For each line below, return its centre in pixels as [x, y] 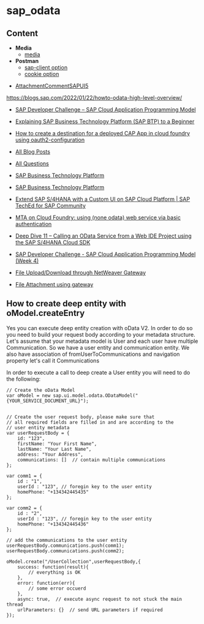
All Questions [32, 164]
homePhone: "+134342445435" [53, 492]
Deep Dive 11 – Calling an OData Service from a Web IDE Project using [103, 236]
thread [15, 604]
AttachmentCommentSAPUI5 [52, 86]
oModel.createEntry [46, 313]
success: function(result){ [53, 567]
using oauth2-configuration [50, 140]
